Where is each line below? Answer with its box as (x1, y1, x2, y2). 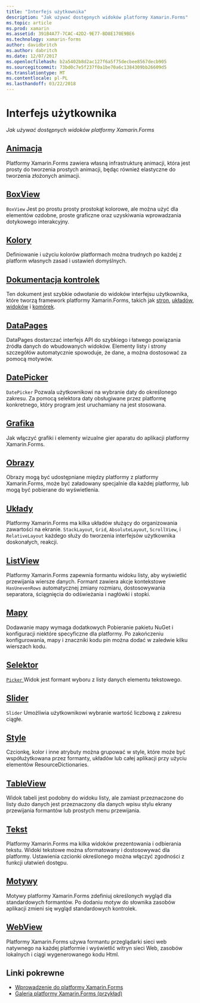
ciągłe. (6, 715, 23, 723)
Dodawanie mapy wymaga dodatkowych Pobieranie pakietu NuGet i (6, 624, 174, 631)
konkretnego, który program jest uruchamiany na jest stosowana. (6, 401, 167, 408)
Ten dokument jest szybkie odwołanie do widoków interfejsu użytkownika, (6, 291, 189, 298)
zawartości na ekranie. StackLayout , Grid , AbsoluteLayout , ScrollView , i (6, 526, 181, 533)
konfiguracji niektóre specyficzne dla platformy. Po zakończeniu (6, 630, 164, 637)
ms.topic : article (6, 20, 52, 26)
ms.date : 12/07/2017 (6, 53, 58, 59)
